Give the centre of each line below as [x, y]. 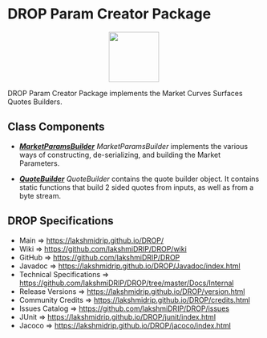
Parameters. [39, 163]
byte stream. [40, 195]
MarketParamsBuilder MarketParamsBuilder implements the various [133, 146]
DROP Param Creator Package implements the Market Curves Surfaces [125, 93]
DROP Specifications [61, 221]
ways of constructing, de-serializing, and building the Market [120, 155]
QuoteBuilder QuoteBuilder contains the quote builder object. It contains [139, 179]
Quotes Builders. [35, 102]
